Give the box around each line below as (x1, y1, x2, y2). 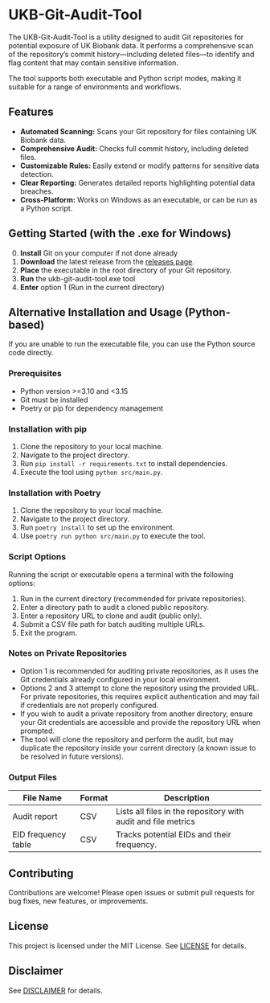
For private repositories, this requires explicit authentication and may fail (19, 691, 260, 701)
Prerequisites (8, 368, 62, 379)
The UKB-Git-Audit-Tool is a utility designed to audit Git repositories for (8, 32, 244, 42)
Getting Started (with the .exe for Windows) (8, 227, 231, 240)
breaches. (19, 186, 54, 196)
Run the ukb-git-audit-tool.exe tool (19, 273, 136, 283)
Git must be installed (19, 395, 88, 404)
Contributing (8, 866, 74, 880)
